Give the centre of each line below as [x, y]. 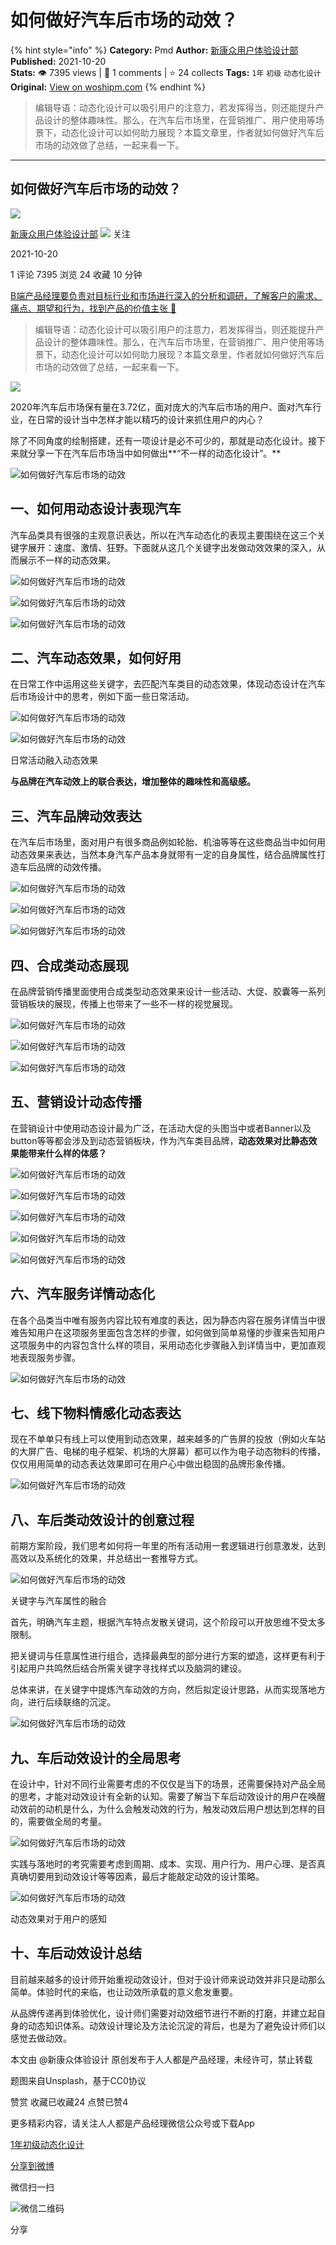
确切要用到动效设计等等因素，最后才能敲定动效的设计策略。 [141, 1877]
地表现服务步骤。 [45, 1357]
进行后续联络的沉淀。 [71, 1702]
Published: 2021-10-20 [58, 61]
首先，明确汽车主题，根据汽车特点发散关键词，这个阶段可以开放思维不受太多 [168, 1622]
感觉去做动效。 [41, 2038]
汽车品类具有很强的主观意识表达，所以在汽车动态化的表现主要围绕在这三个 [163, 535]
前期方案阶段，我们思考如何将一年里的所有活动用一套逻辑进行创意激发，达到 [168, 1546]
